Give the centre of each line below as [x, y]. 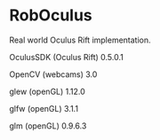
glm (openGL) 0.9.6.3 [48, 126]
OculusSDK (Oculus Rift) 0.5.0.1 [67, 57]
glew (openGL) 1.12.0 [48, 91]
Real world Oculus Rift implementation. [80, 40]
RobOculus [51, 16]
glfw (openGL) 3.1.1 [44, 108]
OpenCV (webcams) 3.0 [53, 74]
